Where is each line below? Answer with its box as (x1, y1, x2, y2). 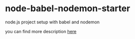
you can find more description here (5, 28, 77, 34)
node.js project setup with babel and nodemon (5, 19, 100, 25)
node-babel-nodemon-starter (5, 3, 131, 14)
